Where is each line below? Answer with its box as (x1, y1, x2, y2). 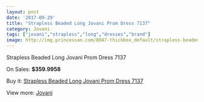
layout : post (6, 8, 39, 15)
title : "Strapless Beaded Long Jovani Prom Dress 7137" (6, 20, 151, 26)
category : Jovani (6, 25, 50, 32)
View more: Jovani (6, 89, 53, 96)
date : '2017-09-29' (6, 15, 56, 21)
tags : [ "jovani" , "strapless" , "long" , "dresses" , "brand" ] (6, 32, 151, 38)
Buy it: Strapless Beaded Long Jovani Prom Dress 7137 (6, 77, 144, 84)
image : (6, 37, 23, 43)
